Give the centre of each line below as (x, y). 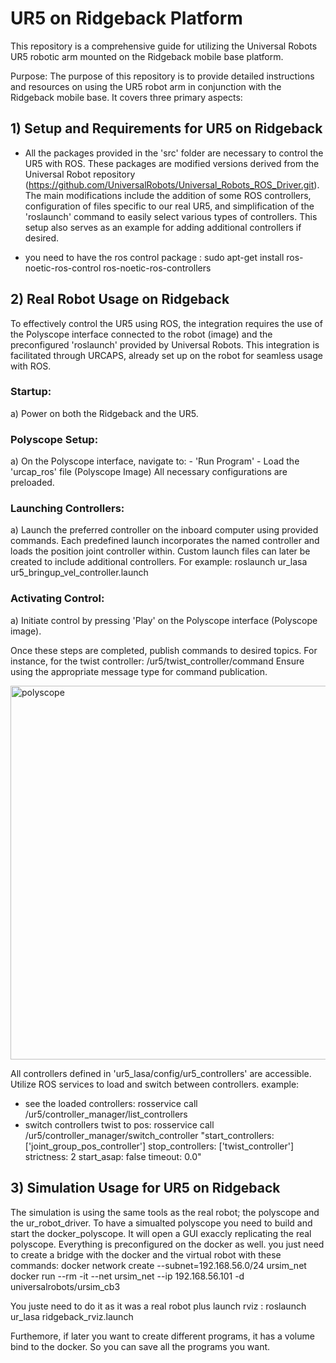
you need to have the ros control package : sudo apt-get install (154, 257)
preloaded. (32, 483)
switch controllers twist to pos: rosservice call (119, 1124)
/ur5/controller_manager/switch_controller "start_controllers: (149, 1135)
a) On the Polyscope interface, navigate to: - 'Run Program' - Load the (155, 461)
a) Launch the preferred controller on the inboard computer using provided (164, 530)
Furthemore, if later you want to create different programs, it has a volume (162, 1336)
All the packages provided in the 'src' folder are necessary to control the (174, 153)
